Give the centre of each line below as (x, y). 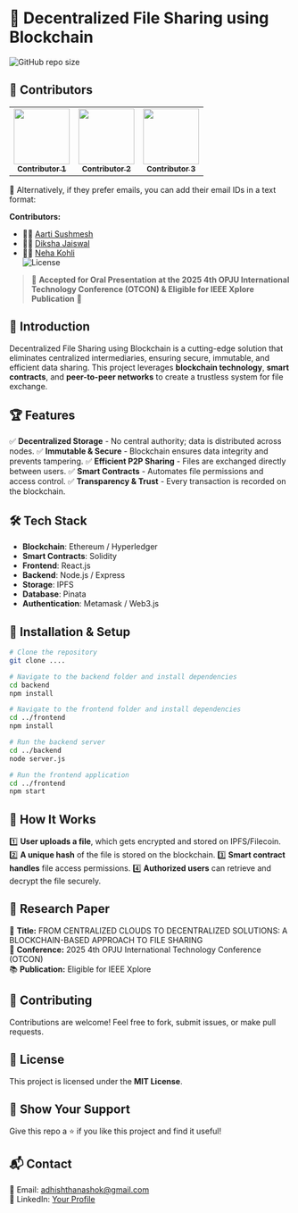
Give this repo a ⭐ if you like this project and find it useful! (116, 1131)
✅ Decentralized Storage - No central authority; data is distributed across (145, 441)
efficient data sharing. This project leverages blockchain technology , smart (149, 367)
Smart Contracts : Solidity (70, 556)
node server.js (37, 758)
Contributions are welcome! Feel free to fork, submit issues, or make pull (143, 1022)
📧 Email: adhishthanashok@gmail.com (79, 1190)
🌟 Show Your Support (70, 1109)
